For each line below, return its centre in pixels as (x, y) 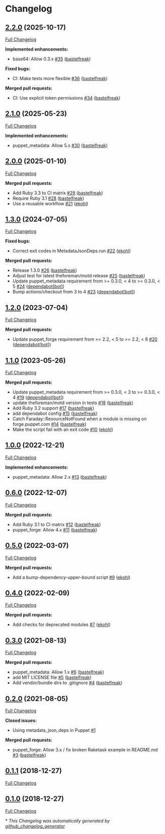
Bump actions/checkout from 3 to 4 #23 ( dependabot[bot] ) (74, 292)
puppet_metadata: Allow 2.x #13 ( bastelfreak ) (60, 477)
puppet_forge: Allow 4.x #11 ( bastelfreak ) (55, 529)
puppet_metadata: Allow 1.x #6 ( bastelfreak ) (58, 672)
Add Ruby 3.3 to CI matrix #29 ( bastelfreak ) (58, 193)
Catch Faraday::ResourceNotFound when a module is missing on (79, 419)
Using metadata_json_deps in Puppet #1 (54, 730)
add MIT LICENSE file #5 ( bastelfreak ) (52, 677)
